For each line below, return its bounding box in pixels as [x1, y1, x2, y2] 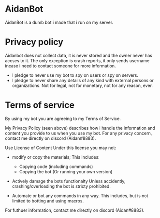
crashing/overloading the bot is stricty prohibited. [12, 183, 111, 189]
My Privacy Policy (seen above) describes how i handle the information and [5, 125, 156, 131]
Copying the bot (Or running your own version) [19, 168, 113, 174]
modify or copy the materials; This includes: [12, 154, 100, 160]
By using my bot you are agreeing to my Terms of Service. [5, 116, 121, 121]
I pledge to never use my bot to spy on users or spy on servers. [12, 72, 139, 78]
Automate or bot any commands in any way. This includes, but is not [12, 193, 148, 199]
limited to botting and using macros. [12, 198, 84, 203]
